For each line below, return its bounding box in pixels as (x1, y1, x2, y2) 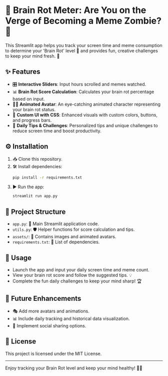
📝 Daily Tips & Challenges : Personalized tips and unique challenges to (12, 122, 158, 128)
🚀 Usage (5, 253, 31, 262)
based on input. (12, 96, 45, 102)
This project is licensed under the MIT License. (5, 350, 102, 356)
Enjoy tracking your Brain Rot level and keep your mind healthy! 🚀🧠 (5, 365, 142, 371)
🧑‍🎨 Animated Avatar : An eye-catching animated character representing (12, 101, 161, 107)
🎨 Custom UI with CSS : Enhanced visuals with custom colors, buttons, (12, 112, 157, 118)
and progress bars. (12, 117, 52, 123)
